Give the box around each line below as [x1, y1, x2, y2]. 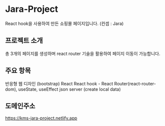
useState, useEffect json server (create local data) [18, 86, 121, 92]
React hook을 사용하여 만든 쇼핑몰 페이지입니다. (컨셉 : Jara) [5, 20, 124, 26]
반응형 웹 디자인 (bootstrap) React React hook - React [5, 80, 113, 86]
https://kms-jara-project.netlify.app [5, 115, 78, 121]
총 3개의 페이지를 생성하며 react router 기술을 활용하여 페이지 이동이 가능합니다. [5, 51, 161, 57]
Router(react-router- [114, 80, 156, 86]
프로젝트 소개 [5, 36, 43, 45]
